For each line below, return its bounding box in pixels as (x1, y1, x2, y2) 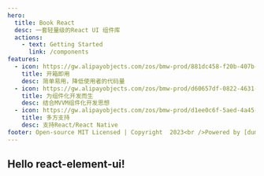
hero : (7, 11, 25, 20)
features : (7, 56, 40, 64)
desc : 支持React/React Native (21, 121, 119, 129)
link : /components (28, 48, 89, 56)
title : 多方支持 (21, 114, 70, 122)
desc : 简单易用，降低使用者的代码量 (21, 77, 125, 85)
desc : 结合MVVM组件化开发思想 (21, 99, 110, 107)
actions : (14, 33, 43, 42)
